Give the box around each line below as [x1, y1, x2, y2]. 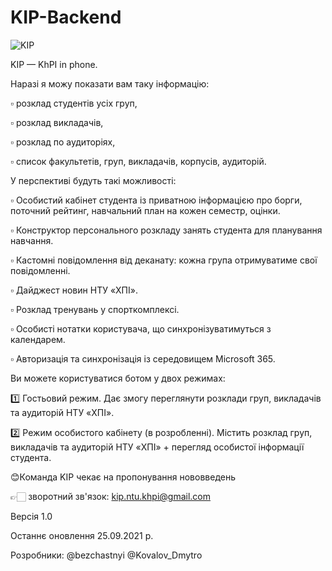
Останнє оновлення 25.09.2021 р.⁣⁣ [10, 529, 154, 541]
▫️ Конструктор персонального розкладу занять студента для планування [10, 224, 323, 236]
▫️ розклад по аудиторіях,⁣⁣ [10, 136, 116, 148]
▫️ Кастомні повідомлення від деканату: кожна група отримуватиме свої [10, 254, 318, 266]
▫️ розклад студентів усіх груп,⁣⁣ [10, 97, 138, 109]
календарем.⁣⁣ [10, 333, 66, 345]
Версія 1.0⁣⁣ [10, 510, 53, 522]
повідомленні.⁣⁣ [10, 264, 71, 276]
